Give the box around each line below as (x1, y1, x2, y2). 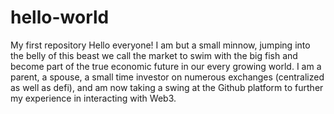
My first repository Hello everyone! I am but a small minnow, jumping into (10, 39, 311, 51)
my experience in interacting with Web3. (10, 92, 177, 104)
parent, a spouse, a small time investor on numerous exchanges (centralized (10, 71, 325, 83)
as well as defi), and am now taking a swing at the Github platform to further (10, 81, 324, 93)
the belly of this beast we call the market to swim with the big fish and (10, 49, 298, 61)
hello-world (10, 6, 110, 29)
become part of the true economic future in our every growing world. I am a (10, 60, 322, 72)
